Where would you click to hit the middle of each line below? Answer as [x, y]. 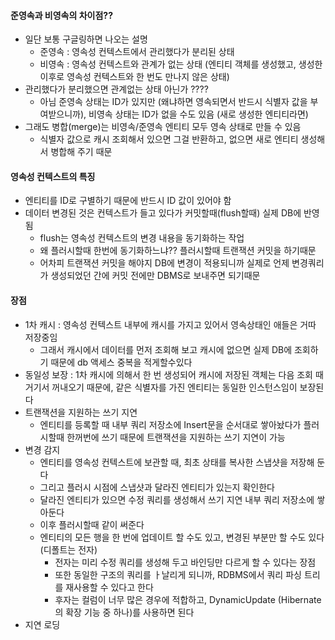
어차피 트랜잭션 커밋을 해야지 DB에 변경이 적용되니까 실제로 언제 [164, 263]
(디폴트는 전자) [68, 549]
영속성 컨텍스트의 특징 [53, 176]
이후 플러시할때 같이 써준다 [92, 524]
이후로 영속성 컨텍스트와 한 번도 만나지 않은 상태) [134, 77]
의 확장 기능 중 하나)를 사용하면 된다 [124, 612]
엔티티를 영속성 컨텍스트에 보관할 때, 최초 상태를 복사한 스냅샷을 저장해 [177, 462]
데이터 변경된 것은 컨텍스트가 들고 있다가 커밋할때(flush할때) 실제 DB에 [163, 213]
